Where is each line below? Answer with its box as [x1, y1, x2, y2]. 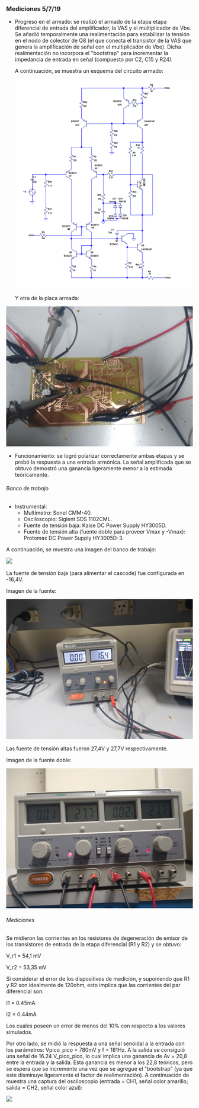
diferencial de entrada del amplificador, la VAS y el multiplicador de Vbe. [14, 24, 191, 31]
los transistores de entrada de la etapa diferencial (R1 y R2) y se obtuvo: [6, 941, 182, 948]
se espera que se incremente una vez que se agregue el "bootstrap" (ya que [6, 1065, 193, 1072]
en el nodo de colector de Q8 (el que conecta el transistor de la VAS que [14, 37, 192, 44]
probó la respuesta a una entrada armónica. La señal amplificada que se [14, 458, 191, 465]
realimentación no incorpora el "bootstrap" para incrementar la [14, 50, 169, 57]
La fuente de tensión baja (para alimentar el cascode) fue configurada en [6, 570, 185, 577]
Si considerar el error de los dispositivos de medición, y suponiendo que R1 [6, 975, 190, 982]
